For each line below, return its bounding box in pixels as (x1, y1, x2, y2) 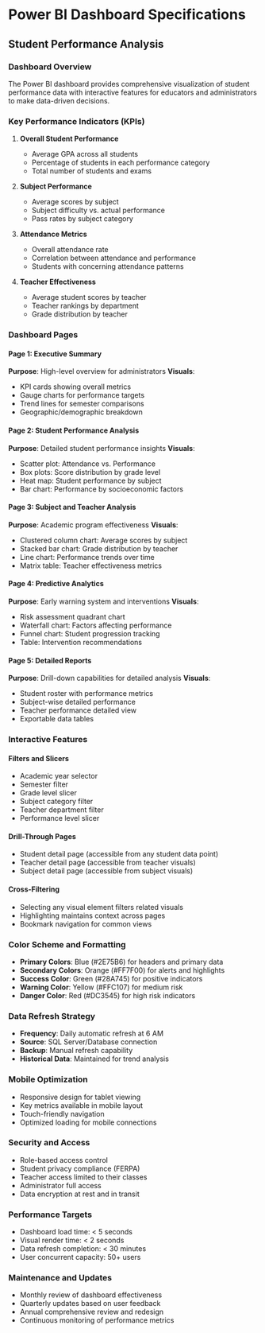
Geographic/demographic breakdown (19, 407, 143, 417)
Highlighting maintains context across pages (19, 911, 166, 920)
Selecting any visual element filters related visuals (19, 902, 184, 911)
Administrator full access (19, 1180, 102, 1190)
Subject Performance (19, 181, 93, 192)
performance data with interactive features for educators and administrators (8, 87, 258, 97)
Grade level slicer (19, 788, 78, 798)
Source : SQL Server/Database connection (19, 1037, 158, 1047)
